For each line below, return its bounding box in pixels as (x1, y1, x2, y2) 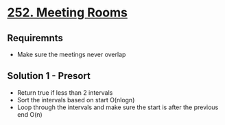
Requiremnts (7, 32, 64, 44)
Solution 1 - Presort (7, 70, 91, 82)
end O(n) (16, 110, 43, 118)
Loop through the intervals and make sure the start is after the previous (16, 103, 219, 111)
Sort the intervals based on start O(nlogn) (16, 95, 135, 104)
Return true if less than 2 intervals (16, 88, 113, 97)
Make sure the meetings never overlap (16, 50, 126, 58)
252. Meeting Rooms (7, 5, 128, 21)
